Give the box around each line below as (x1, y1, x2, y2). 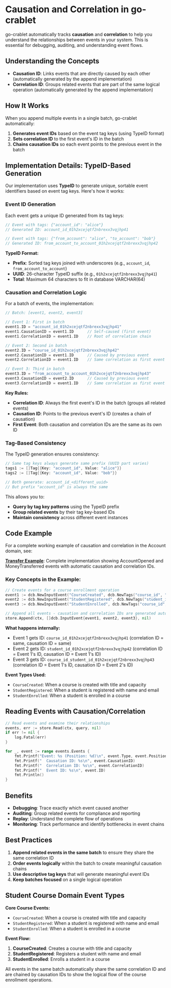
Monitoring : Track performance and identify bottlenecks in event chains (12, 821, 164, 827)
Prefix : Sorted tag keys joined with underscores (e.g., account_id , (12, 260, 151, 266)
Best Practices (5, 836, 52, 844)
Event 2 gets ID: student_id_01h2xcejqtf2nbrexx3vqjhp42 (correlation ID (12, 646, 163, 652)
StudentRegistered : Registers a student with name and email (12, 950, 141, 956)
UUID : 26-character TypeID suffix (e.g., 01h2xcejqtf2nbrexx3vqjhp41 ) (12, 271, 158, 277)
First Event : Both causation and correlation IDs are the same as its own (12, 421, 162, 428)
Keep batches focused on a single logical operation (12, 876, 122, 883)
